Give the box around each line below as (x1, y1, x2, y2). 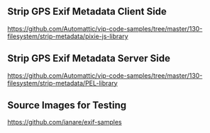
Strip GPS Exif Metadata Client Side (7, 6, 167, 18)
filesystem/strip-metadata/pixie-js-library (7, 32, 129, 40)
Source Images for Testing (7, 99, 127, 112)
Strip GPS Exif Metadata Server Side (7, 52, 171, 64)
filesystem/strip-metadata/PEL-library (7, 79, 118, 87)
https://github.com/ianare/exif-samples (7, 118, 122, 127)
